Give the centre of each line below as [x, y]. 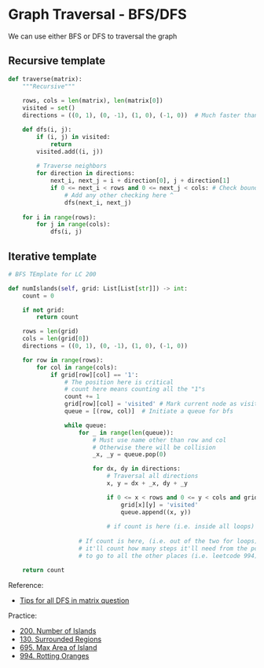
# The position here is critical [119, 382]
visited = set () [49, 108]
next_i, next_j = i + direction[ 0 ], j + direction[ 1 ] [140, 181]
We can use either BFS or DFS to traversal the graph [93, 36]
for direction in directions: [86, 173]
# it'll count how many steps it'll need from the [163, 549]
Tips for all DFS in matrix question [74, 600]
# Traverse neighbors [72, 166]
